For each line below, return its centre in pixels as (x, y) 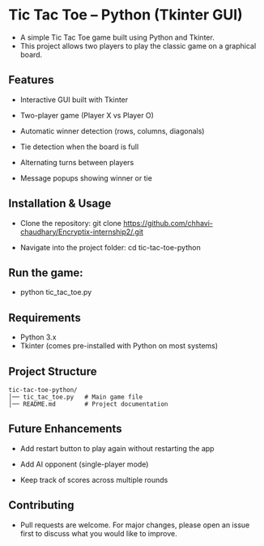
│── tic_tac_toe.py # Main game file (76, 397)
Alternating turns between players (77, 162)
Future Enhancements (66, 429)
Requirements (45, 318)
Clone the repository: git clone (70, 223)
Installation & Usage (60, 204)
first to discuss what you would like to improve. (98, 533)
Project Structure (53, 371)
